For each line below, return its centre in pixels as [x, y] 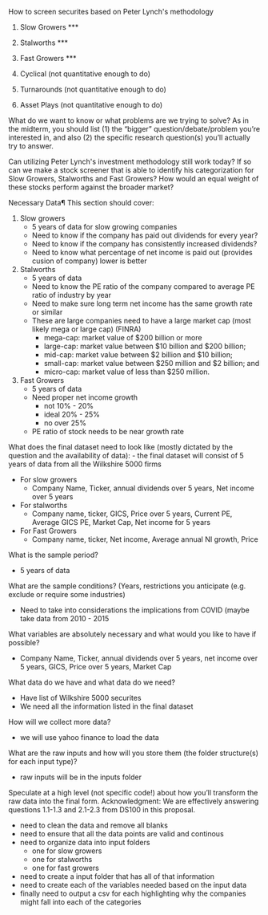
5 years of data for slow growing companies [104, 227]
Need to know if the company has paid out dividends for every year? [145, 235]
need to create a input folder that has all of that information [117, 876]
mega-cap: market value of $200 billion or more [123, 338]
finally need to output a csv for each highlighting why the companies [133, 893]
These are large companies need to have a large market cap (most [142, 321]
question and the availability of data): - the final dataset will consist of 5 [126, 455]
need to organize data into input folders [85, 842]
